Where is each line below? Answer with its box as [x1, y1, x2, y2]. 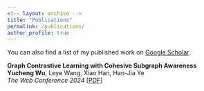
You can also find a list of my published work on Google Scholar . [7, 48, 191, 57]
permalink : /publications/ [7, 23, 85, 30]
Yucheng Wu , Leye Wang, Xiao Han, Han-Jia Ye [7, 69, 145, 77]
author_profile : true [7, 29, 70, 37]
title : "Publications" [7, 17, 73, 23]
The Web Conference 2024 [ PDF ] [7, 77, 103, 85]
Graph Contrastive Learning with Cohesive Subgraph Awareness [7, 61, 197, 70]
